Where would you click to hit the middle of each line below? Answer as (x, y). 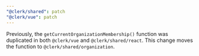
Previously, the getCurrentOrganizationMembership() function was (87, 34)
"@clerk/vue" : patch (32, 17)
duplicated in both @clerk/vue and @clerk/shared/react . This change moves (99, 40)
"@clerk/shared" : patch (36, 11)
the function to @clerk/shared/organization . (61, 46)
